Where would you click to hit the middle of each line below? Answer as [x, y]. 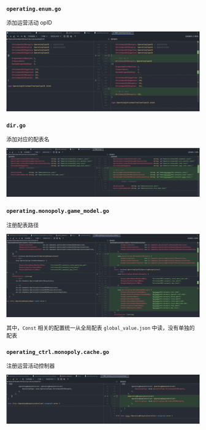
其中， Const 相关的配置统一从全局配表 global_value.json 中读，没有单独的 [101, 328]
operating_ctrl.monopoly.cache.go [58, 352]
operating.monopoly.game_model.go [58, 211]
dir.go [16, 125]
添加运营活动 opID [29, 23]
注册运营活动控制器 [31, 366]
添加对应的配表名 [28, 139]
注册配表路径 [22, 225]
